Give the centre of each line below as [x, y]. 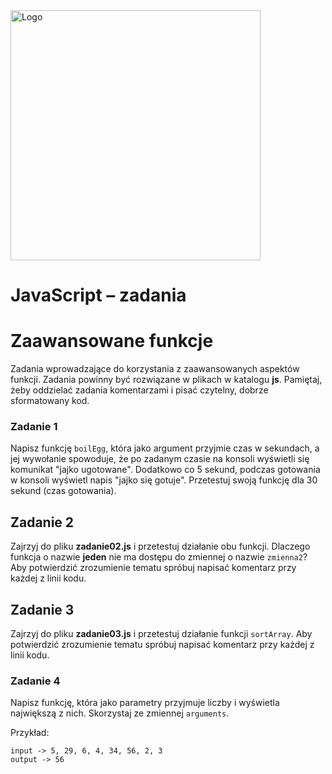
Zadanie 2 [42, 522]
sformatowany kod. [50, 401]
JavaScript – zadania [98, 295]
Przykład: [30, 733]
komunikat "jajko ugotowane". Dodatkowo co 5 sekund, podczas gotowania [165, 470]
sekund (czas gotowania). [63, 491]
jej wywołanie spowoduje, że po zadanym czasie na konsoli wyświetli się [160, 459]
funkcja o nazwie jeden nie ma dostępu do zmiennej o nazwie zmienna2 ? [159, 557]
